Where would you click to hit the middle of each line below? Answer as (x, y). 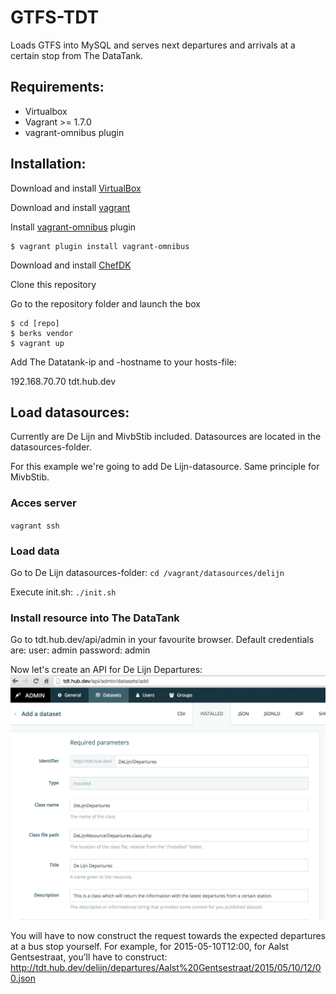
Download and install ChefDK (71, 265)
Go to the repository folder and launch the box (106, 303)
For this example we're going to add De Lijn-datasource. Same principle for (165, 467)
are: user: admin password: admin (80, 650)
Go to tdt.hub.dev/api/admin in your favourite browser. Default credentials (162, 640)
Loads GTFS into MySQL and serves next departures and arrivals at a (153, 45)
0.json (23, 978)
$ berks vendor (42, 333)
